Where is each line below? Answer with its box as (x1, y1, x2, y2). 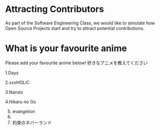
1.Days (5, 70, 19, 76)
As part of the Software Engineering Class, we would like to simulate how (5, 20, 155, 26)
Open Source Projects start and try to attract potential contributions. (5, 25, 145, 31)
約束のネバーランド (12, 120, 52, 126)
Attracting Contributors (5, 3, 104, 15)
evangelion (12, 108, 35, 114)
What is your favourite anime (5, 43, 127, 54)
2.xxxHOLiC (5, 79, 30, 85)
